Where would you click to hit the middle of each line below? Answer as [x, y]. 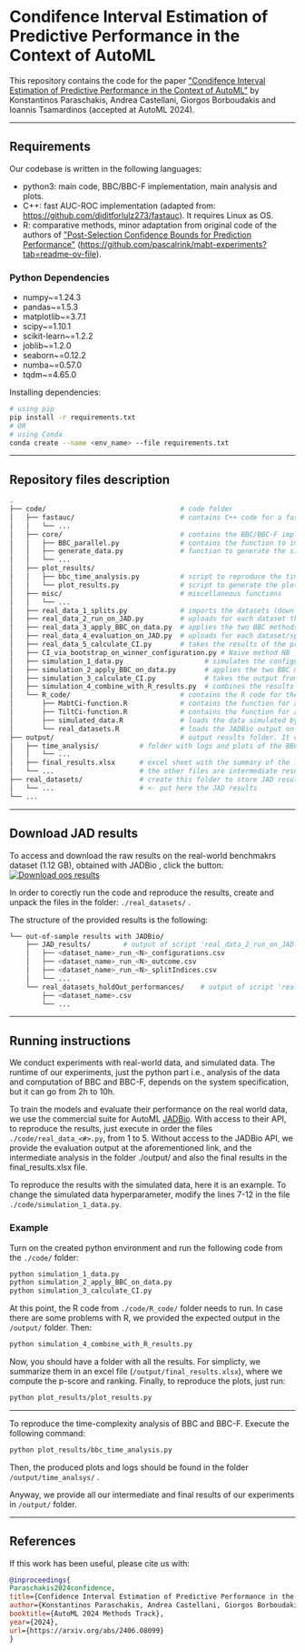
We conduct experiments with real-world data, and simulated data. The [143, 1063]
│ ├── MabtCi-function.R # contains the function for [150, 704]
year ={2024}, [34, 1622]
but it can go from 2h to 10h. [62, 1092]
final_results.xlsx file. [49, 1167]
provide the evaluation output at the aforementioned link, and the [131, 1148]
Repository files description [90, 479]
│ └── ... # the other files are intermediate [144, 771]
